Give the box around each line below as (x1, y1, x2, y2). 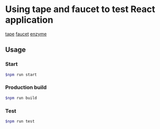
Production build (5, 84, 47, 91)
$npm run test (5, 118, 35, 124)
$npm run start (5, 72, 37, 77)
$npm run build (5, 95, 37, 100)
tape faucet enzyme (5, 31, 47, 37)
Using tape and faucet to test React (5, 4, 155, 15)
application (5, 14, 54, 26)
